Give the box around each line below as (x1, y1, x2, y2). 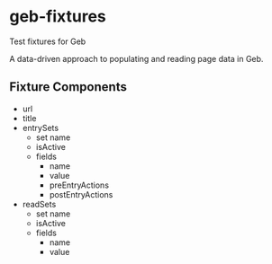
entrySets (22, 122, 59, 133)
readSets (22, 198, 57, 209)
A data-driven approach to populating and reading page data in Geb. (9, 53, 264, 64)
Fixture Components (9, 79, 128, 95)
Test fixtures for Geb (9, 36, 86, 47)
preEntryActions (49, 180, 110, 190)
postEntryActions (49, 189, 113, 199)
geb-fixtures (9, 6, 106, 27)
